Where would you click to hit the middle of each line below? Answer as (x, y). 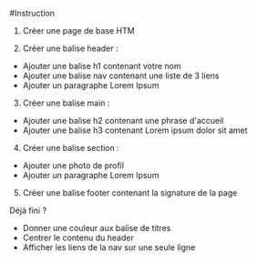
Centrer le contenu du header (78, 237)
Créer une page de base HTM (78, 30)
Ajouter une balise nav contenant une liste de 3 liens (121, 76)
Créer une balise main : (66, 103)
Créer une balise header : (70, 48)
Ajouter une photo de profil (73, 166)
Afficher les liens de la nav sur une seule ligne (109, 247)
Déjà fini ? (28, 210)
